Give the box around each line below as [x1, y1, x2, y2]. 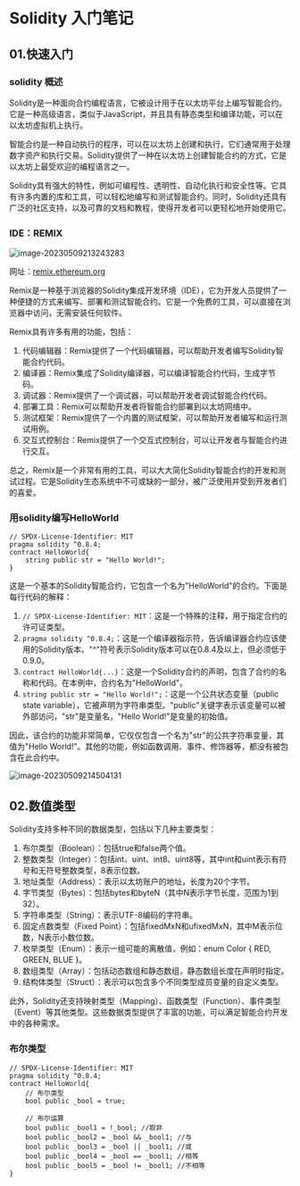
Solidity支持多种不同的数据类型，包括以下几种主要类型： [9, 823, 217, 835]
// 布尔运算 [25, 1114, 64, 1123]
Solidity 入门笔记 [9, 8, 134, 29]
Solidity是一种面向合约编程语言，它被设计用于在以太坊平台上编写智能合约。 [9, 97, 287, 108]
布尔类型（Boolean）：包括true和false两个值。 [21, 843, 191, 854]
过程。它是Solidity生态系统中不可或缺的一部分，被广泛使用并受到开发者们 [16, 476, 287, 487]
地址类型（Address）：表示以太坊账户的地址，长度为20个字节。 [21, 876, 254, 887]
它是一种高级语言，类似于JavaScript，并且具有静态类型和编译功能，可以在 [9, 108, 284, 119]
